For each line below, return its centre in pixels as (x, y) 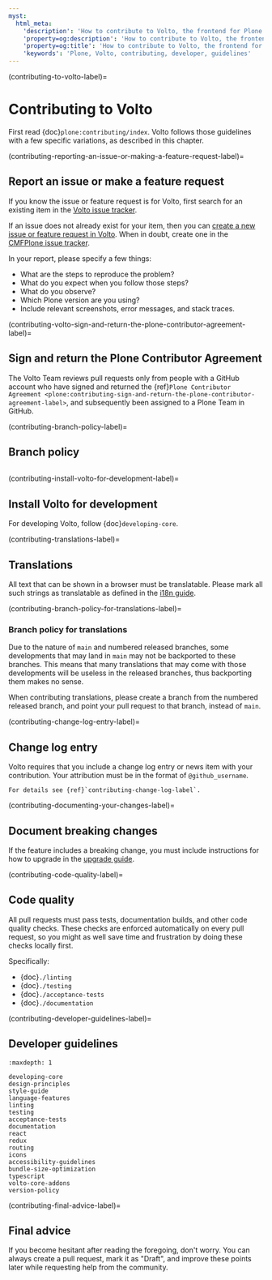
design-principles (39, 1084)
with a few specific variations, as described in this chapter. (106, 140)
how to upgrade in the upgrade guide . (72, 858)
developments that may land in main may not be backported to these (122, 656)
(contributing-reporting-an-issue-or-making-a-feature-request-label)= (126, 156)
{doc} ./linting (46, 977)
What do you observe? (58, 291)
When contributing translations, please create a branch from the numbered (134, 697)
